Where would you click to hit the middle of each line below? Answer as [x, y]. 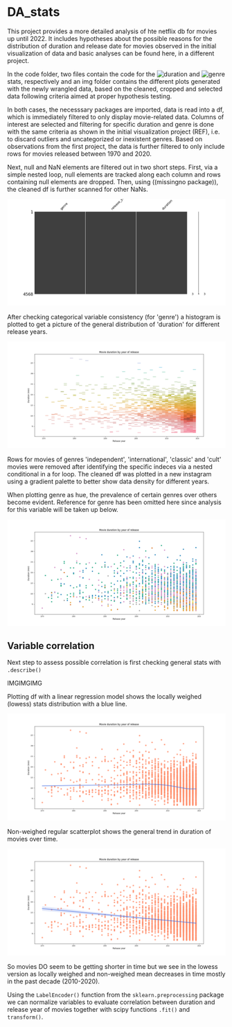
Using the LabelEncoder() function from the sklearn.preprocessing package [116, 995]
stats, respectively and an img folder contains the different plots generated [114, 81]
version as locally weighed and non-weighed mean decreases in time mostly [116, 974]
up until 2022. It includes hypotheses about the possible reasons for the [110, 38]
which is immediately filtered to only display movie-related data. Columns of [116, 117]
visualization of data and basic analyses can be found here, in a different [111, 53]
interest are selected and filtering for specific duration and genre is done [111, 124]
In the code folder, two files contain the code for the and [104, 74]
